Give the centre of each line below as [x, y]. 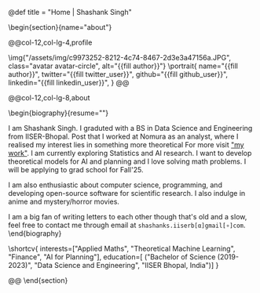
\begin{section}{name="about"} [60, 27]
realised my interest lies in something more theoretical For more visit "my [126, 145]
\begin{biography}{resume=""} [59, 113]
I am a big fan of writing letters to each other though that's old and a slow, [128, 217]
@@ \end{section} [38, 280]
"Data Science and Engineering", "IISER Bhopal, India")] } [126, 265]
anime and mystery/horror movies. [64, 201]
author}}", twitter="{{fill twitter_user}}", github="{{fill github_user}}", [118, 74]
